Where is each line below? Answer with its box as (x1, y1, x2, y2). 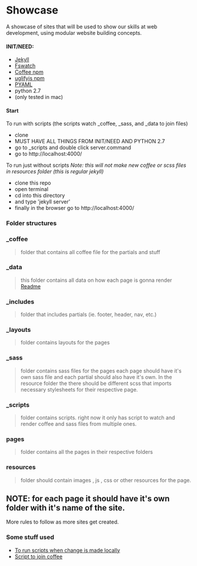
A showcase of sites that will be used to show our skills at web (6, 23, 158, 30)
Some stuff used (6, 533, 55, 541)
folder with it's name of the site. (6, 503, 125, 513)
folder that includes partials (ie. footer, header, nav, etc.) (20, 311, 157, 318)
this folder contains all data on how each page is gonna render (20, 277, 172, 284)
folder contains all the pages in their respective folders (20, 449, 153, 456)
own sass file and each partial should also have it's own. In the (20, 373, 172, 380)
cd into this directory (14, 192, 65, 199)
